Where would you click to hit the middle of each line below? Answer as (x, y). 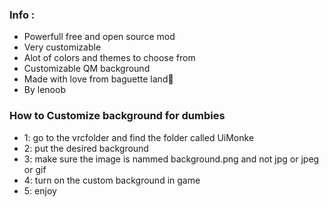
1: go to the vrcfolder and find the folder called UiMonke (139, 137)
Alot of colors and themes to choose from (109, 58)
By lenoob (44, 90)
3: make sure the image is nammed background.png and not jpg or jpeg (171, 159)
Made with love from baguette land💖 (98, 79)
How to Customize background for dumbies (117, 116)
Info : (22, 15)
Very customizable (62, 47)
